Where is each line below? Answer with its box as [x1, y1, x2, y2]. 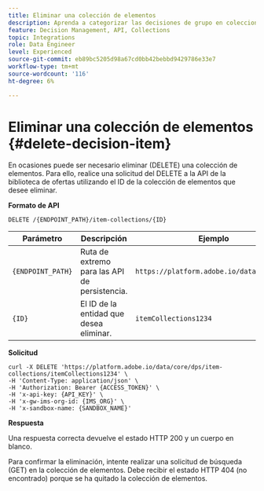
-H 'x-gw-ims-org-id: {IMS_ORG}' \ [8, 398, 125, 405]
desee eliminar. [8, 185, 57, 195]
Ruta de [79, 247, 109, 258]
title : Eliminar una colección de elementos [8, 11, 156, 20]
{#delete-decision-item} [8, 134, 171, 152]
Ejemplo [198, 233, 229, 244]
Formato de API [8, 201, 60, 211]
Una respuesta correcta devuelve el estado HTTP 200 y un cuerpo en [8, 434, 234, 443]
